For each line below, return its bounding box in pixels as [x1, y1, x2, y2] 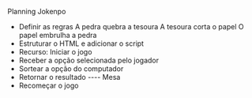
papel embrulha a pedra [18, 31, 97, 40]
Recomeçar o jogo [18, 81, 79, 90]
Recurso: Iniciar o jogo [18, 47, 92, 56]
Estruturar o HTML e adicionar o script [18, 39, 144, 48]
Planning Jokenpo [7, 7, 66, 16]
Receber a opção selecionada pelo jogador [18, 55, 160, 65]
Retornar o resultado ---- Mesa [18, 73, 121, 81]
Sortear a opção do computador [18, 64, 124, 73]
